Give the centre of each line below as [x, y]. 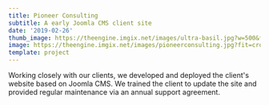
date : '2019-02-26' [41, 30]
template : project [39, 52]
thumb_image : [30, 38]
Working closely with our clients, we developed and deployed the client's [129, 75]
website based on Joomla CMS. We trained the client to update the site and [133, 84]
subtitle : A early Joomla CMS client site [80, 23]
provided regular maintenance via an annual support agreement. [114, 92]
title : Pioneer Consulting [53, 16]
